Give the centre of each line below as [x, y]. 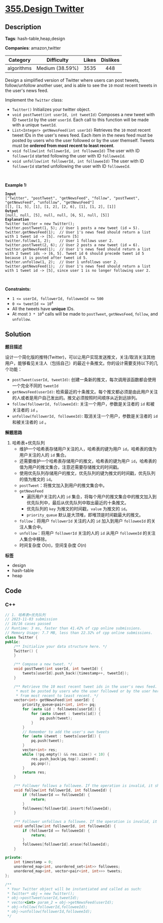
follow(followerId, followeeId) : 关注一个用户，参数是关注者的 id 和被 [83, 404]
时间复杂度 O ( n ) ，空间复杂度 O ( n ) [53, 545]
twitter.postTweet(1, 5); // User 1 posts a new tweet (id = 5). [72, 228]
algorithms [20, 68]
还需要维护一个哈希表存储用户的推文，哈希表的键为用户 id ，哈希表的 [88, 461]
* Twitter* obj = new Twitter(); [41, 893]
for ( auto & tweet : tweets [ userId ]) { [62, 736]
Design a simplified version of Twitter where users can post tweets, [72, 80]
